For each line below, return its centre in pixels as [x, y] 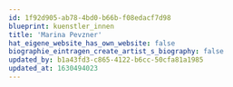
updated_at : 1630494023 [53, 69]
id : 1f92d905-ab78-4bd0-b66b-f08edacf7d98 [90, 18]
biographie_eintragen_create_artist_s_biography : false [116, 52]
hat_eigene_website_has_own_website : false [92, 43]
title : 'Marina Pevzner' [55, 34]
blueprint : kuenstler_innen [62, 26]
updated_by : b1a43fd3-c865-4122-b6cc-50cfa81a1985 [106, 60]
